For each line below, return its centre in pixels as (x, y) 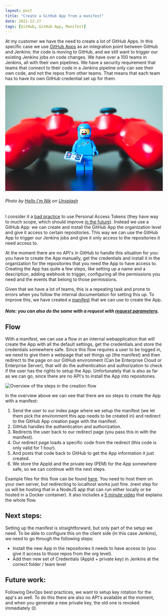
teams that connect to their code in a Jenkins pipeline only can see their (79, 68)
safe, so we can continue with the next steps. (59, 469)
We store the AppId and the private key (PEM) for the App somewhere (84, 464)
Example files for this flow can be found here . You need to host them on (79, 479)
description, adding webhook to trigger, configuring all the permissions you (83, 274)
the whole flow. (21, 500)
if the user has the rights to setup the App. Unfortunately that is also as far (82, 371)
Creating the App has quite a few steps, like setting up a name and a (75, 268)
